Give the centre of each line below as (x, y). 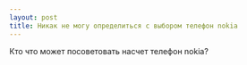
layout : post (34, 17)
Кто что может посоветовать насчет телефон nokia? (109, 51)
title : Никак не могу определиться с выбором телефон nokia (124, 26)
